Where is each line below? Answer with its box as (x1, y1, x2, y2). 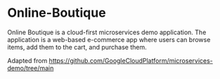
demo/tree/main (7, 64, 54, 72)
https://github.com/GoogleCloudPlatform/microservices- (48, 56, 213, 64)
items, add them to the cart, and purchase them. (7, 43, 148, 51)
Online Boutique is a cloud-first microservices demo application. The (7, 28, 207, 36)
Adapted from (7, 56, 48, 64)
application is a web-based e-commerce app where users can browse (7, 35, 211, 43)
